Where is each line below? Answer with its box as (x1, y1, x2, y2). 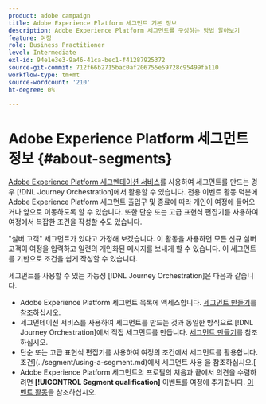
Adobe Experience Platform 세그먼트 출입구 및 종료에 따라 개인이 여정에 (8, 197, 235, 207)
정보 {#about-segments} (8, 149, 173, 167)
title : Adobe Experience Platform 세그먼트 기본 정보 (8, 19, 178, 27)
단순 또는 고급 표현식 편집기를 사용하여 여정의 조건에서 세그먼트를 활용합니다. (19, 347, 259, 357)
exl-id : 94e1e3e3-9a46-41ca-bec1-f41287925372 (8, 57, 166, 65)
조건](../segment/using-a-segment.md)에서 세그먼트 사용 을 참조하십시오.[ (19, 358, 256, 367)
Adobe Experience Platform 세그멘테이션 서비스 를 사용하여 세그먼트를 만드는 (8, 177, 249, 187)
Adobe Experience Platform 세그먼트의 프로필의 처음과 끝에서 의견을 (19, 367, 237, 377)
